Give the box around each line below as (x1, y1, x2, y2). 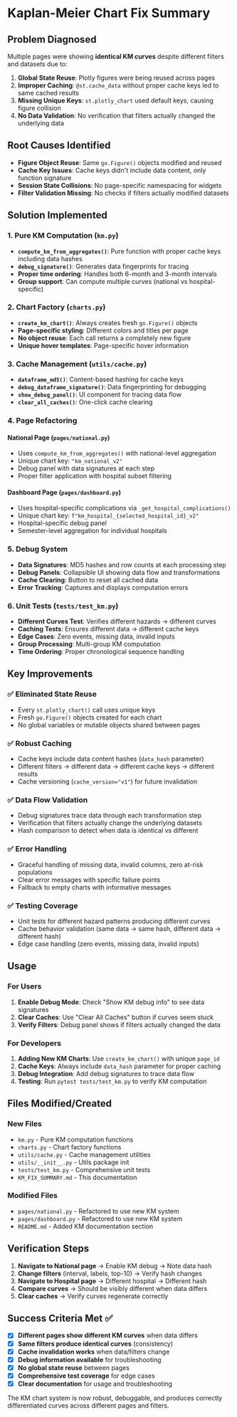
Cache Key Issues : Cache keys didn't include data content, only (17, 166, 206, 174)
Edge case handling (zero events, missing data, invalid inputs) (17, 939, 199, 948)
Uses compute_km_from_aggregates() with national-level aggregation (17, 449, 217, 458)
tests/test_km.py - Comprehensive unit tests (17, 1165, 151, 1174)
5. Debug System (7, 544, 68, 554)
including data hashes (17, 254, 83, 263)
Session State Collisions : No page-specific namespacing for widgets (17, 181, 222, 189)
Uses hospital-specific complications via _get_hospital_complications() (17, 504, 231, 512)
